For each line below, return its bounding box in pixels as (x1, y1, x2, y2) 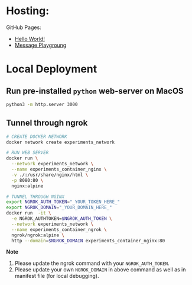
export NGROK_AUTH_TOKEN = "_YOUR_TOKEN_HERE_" (6, 199, 120, 205)
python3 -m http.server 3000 (6, 101, 78, 107)
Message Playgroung (14, 41, 67, 49)
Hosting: (6, 4, 50, 18)
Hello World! (14, 35, 45, 42)
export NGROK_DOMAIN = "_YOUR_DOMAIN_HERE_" (6, 204, 112, 211)
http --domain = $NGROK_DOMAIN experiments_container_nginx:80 (11, 238, 165, 244)
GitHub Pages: (6, 24, 41, 31)
